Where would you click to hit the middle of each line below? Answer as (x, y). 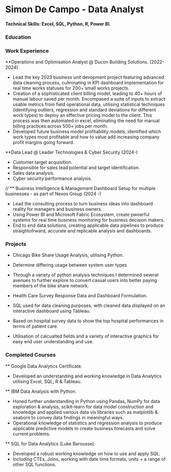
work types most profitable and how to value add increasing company (86, 137)
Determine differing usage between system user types (70, 265)
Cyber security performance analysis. (52, 178)
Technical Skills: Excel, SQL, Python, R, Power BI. (58, 23)
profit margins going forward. (44, 142)
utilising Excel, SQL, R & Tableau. (47, 381)
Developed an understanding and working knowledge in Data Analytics (87, 376)
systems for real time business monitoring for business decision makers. (89, 220)
